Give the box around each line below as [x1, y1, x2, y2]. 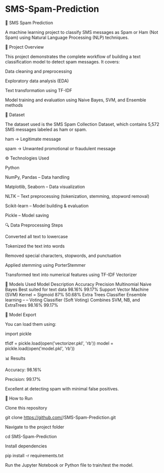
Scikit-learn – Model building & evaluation [5, 203, 89, 209]
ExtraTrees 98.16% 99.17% [5, 302, 59, 308]
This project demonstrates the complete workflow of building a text [5, 53, 141, 60]
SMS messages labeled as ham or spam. [5, 126, 87, 132]
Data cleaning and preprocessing [5, 68, 72, 74]
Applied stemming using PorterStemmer [5, 262, 86, 268]
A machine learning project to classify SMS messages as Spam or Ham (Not [5, 29, 158, 35]
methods [5, 102, 23, 108]
